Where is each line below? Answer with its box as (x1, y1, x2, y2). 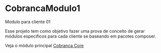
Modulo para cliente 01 (5, 19, 51, 25)
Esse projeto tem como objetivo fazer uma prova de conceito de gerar (5, 28, 145, 34)
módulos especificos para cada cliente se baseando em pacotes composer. (5, 33, 156, 39)
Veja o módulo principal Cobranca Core (5, 42, 84, 48)
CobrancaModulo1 (5, 3, 80, 14)
